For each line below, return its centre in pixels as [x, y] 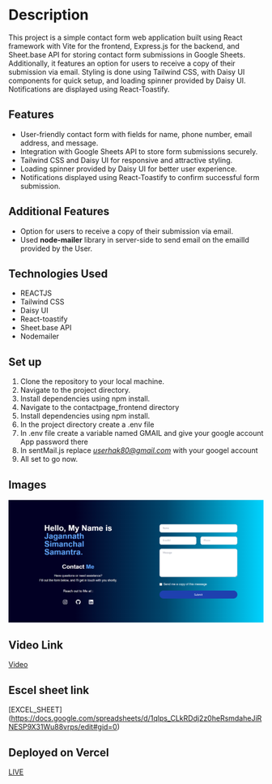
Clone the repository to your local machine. [92, 381]
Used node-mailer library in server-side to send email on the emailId [134, 239]
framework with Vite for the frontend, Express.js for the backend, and [124, 45]
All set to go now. [49, 459]
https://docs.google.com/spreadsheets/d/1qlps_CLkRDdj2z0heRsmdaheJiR [136, 718]
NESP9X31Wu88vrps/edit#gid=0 [63, 727]
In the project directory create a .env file [87, 424]
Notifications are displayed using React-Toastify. [89, 89]
